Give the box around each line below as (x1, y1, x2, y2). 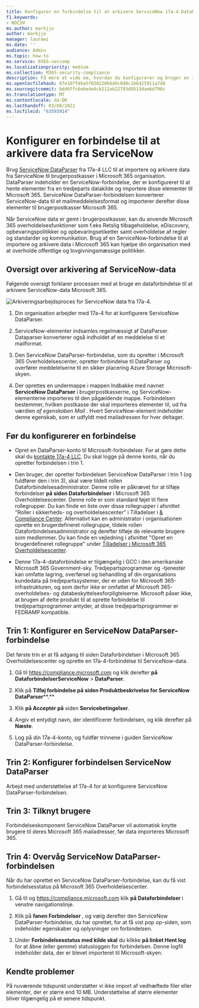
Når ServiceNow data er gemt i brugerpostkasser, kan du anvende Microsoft (6, 215, 192, 223)
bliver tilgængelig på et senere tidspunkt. (6, 995, 107, 1002)
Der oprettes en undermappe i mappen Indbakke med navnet (14, 382, 164, 390)
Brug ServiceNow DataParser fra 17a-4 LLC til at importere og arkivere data (6, 166, 190, 173)
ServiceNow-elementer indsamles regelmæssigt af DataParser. (14, 328, 169, 335)
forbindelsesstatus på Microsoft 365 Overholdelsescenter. (6, 883, 149, 890)
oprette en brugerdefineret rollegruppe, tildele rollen (14, 521, 142, 528)
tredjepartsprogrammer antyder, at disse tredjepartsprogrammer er (14, 602, 179, 610)
